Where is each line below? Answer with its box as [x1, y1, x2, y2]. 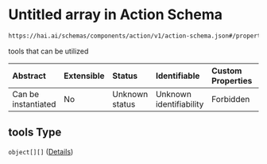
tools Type [8, 126, 62, 139]
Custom [211, 65, 242, 76]
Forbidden [211, 93, 250, 104]
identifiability [155, 98, 204, 109]
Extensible [63, 70, 105, 81]
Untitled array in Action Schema [8, 6, 222, 24]
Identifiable [155, 70, 200, 81]
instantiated [12, 98, 56, 109]
